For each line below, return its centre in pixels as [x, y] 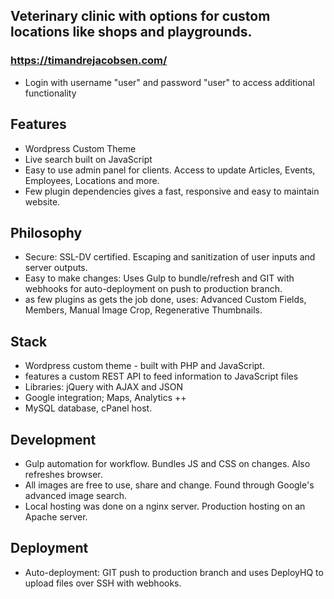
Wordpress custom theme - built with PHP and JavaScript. [144, 366]
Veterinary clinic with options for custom [140, 16]
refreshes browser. [63, 474]
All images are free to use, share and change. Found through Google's [169, 485]
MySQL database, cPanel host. [88, 408]
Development [53, 439]
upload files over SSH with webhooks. [103, 583]
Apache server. [56, 516]
